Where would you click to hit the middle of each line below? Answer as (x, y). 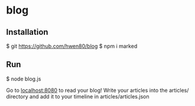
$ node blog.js (24, 79)
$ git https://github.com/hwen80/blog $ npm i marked (72, 46)
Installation (27, 32)
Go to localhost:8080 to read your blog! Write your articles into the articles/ (97, 90)
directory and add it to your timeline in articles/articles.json (78, 96)
